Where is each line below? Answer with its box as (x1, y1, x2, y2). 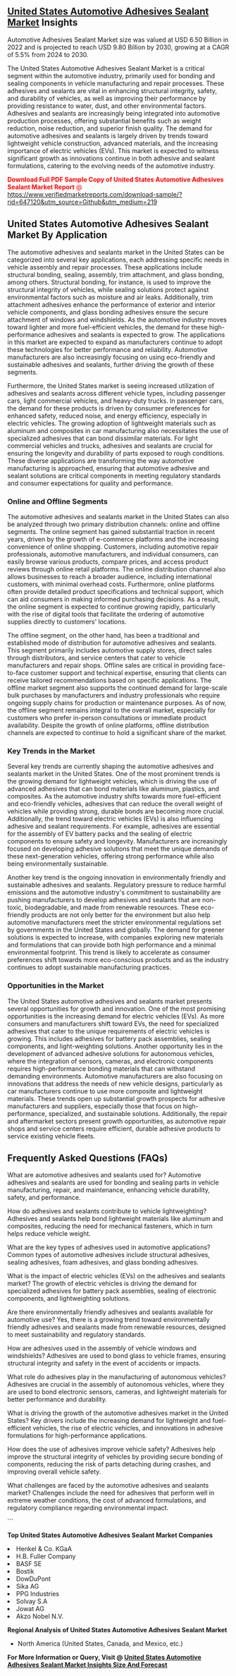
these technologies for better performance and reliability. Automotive (7, 345, 208, 353)
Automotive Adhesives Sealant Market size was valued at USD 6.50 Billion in (7, 35, 229, 44)
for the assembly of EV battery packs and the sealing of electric (7, 830, 192, 838)
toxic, (7, 903, 23, 912)
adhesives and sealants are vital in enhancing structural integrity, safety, (7, 86, 217, 95)
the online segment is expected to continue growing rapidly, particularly (7, 602, 216, 611)
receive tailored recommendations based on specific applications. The (7, 676, 212, 684)
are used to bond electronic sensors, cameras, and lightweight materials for (7, 1387, 228, 1396)
